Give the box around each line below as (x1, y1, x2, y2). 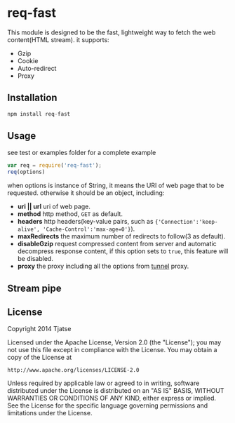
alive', (17, 226, 40, 233)
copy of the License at (7, 353, 72, 362)
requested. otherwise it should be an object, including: (7, 189, 165, 197)
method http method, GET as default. (17, 210, 123, 218)
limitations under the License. (7, 409, 93, 417)
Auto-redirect (17, 64, 57, 72)
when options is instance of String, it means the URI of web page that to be (7, 181, 224, 190)
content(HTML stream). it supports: (7, 35, 110, 43)
